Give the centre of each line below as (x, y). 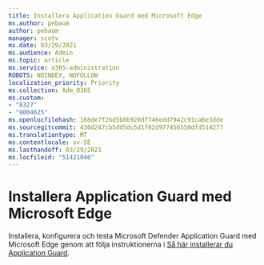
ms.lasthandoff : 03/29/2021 (55, 150)
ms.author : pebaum (39, 23)
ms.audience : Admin (41, 53)
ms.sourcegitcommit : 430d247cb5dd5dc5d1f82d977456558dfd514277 (116, 127)
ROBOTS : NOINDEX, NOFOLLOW (53, 75)
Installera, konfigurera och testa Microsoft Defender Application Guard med (132, 236)
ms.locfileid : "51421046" (51, 157)
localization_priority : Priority (64, 82)
